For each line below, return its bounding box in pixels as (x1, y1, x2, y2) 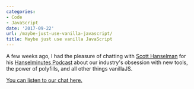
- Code (6, 14, 23, 20)
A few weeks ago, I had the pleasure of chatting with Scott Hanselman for (6, 53, 186, 59)
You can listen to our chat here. (6, 77, 83, 84)
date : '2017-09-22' (6, 25, 55, 31)
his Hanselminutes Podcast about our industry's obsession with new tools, (6, 59, 188, 66)
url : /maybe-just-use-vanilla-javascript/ (6, 31, 113, 37)
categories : (6, 8, 36, 15)
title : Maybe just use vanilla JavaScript (6, 36, 113, 42)
